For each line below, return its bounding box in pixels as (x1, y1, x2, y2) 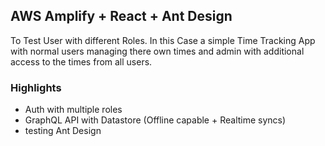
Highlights (10, 80, 62, 94)
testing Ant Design (24, 125, 102, 137)
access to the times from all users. (10, 55, 153, 68)
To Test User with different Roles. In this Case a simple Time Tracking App (10, 34, 316, 46)
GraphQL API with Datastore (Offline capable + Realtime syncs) (24, 114, 287, 126)
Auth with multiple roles (24, 104, 123, 116)
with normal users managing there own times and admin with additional (10, 45, 305, 57)
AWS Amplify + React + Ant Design (10, 8, 233, 25)
